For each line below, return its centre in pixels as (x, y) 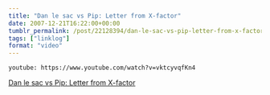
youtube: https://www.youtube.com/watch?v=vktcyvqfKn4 (102, 68)
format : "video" (35, 46)
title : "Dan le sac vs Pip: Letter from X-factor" (95, 16)
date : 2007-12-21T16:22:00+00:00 (64, 23)
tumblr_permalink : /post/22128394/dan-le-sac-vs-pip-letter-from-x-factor (136, 31)
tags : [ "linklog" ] (39, 38)
